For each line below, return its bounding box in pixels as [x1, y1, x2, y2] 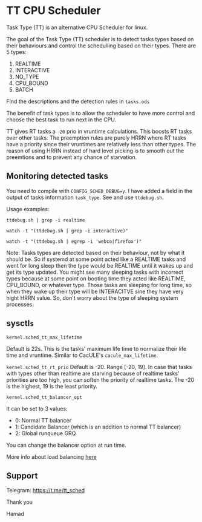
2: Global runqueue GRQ [15, 429, 76, 437]
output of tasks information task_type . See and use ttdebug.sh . [6, 194, 164, 201]
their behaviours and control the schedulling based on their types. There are [6, 42, 197, 49]
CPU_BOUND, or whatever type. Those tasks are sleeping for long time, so [6, 281, 192, 288]
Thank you [6, 498, 33, 506]
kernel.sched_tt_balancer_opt [6, 394, 83, 401]
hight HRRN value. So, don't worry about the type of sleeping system [6, 294, 178, 301]
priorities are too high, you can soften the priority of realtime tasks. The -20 [6, 376, 195, 383]
